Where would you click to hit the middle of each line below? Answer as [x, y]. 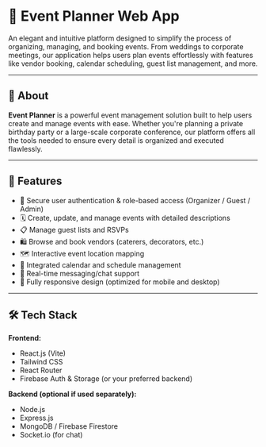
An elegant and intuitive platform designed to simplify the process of [120, 38]
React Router [41, 370]
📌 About [28, 96]
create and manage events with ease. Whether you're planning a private [126, 123]
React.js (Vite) [42, 353]
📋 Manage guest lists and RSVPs [74, 229]
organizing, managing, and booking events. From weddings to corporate [126, 46]
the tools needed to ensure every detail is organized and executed [116, 140]
